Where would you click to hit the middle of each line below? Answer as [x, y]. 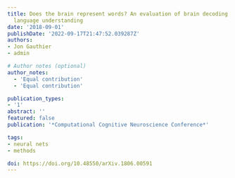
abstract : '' [26, 112]
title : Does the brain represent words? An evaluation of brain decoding [118, 14]
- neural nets [28, 144]
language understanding [48, 20]
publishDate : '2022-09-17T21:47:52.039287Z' [74, 34]
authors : [20, 40]
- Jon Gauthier [30, 47]
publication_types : [36, 99]
